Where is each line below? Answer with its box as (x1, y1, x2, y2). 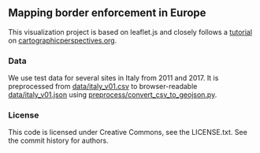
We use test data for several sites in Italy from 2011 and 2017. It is (8, 73, 219, 83)
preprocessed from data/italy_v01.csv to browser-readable (8, 82, 198, 91)
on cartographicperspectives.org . (8, 35, 117, 45)
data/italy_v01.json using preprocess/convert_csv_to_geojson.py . (8, 90, 217, 99)
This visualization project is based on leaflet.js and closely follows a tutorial (8, 27, 253, 36)
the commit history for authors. (8, 136, 109, 145)
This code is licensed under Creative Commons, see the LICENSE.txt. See (8, 128, 248, 137)
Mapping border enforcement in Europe (8, 6, 206, 20)
